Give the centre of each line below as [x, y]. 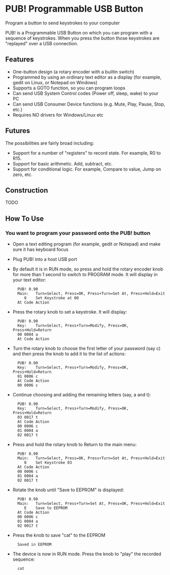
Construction [27, 190]
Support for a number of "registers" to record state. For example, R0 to [87, 153]
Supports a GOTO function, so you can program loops [69, 88]
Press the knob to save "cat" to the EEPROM [59, 535]
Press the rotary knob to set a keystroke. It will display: [70, 312]
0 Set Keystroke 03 [48, 463]
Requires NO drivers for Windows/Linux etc [58, 115]
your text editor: [29, 280]
